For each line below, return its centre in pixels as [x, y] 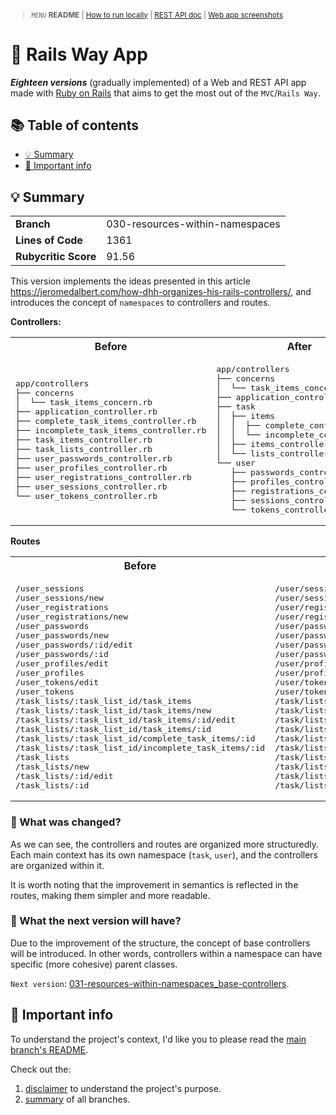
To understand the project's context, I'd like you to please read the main [158, 1039]
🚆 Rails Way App [79, 54]
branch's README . [49, 1049]
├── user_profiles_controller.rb [91, 467]
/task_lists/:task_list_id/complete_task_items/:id [135, 738]
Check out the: [41, 1069]
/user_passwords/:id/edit [74, 645]
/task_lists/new [52, 767]
